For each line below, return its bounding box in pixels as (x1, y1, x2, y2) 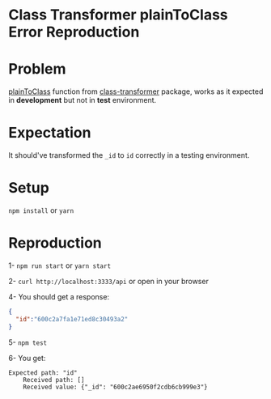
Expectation (8, 124, 91, 142)
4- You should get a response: (8, 291, 110, 301)
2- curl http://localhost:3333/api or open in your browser (8, 276, 209, 286)
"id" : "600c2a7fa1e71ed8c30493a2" (15, 315, 129, 323)
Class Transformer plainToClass (8, 6, 228, 24)
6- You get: (8, 353, 46, 363)
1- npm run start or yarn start (8, 261, 112, 270)
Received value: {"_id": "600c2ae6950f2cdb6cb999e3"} (23, 383, 208, 391)
